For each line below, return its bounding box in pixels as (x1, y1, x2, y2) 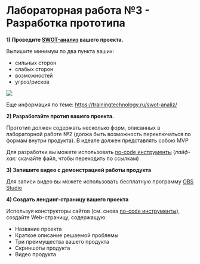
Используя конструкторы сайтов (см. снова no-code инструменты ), (6, 207, 180, 214)
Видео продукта (14, 250, 57, 257)
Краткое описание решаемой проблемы (14, 231, 119, 239)
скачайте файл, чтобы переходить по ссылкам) (17, 155, 139, 162)
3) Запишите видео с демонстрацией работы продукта (6, 166, 152, 173)
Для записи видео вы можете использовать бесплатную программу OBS (6, 177, 194, 185)
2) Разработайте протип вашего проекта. (6, 112, 115, 119)
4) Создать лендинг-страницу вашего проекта (6, 195, 129, 203)
